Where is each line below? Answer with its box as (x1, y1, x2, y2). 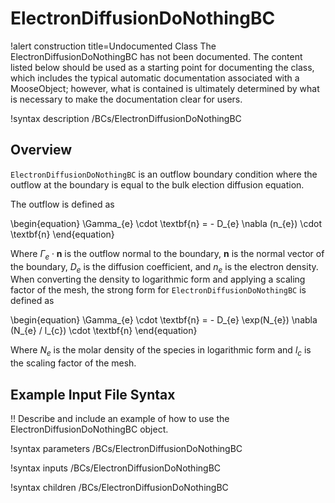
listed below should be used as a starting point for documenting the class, (10, 61, 315, 73)
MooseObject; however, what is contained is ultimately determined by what (10, 82, 320, 94)
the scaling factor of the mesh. (10, 357, 137, 369)
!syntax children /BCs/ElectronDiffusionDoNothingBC (10, 481, 229, 493)
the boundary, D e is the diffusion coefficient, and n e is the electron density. (10, 260, 319, 275)
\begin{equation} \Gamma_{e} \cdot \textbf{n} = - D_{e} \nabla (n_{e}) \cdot (10, 217, 322, 229)
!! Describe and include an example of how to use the (10, 412, 230, 424)
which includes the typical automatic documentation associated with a (10, 72, 300, 84)
